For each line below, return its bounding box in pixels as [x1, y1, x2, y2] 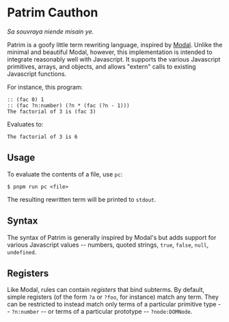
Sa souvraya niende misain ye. [7, 27, 94, 36]
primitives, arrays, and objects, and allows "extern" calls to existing [7, 62, 196, 70]
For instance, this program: [7, 83, 83, 91]
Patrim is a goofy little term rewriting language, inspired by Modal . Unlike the [7, 40, 223, 49]
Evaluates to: [7, 120, 44, 128]
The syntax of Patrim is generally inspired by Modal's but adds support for [7, 233, 217, 241]
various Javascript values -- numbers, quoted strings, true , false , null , [7, 241, 209, 249]
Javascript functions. [7, 70, 67, 78]
